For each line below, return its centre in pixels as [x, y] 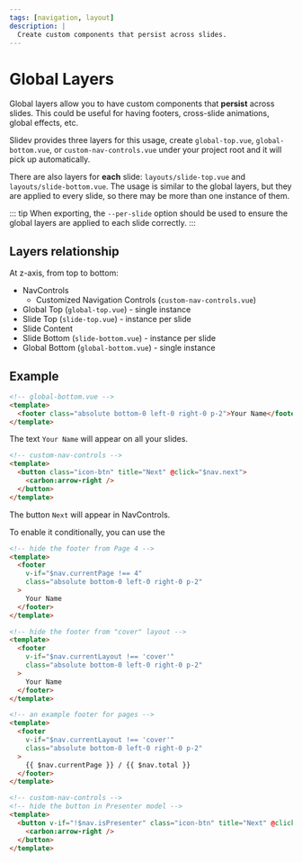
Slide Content [48, 328]
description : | [38, 26]
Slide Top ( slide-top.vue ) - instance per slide [107, 319]
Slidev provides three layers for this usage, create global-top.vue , [132, 140]
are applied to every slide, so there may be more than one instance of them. [150, 196]
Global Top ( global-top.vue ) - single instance [107, 310]
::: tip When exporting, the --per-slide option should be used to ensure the [149, 213]
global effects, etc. [44, 123]
